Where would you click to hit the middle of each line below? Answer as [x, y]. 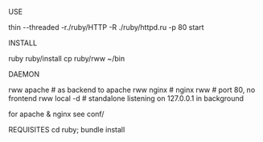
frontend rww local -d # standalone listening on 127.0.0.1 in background [126, 98]
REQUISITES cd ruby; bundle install [67, 129]
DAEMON [24, 74]
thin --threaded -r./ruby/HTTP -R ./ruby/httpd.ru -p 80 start [106, 27]
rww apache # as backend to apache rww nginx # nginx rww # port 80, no [132, 90]
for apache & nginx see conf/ [56, 114]
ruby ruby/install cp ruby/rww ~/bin [67, 58]
